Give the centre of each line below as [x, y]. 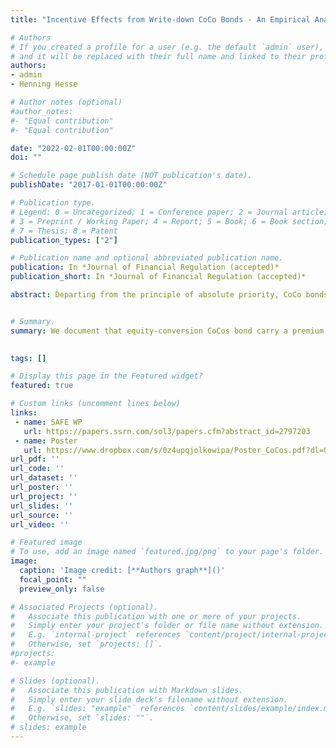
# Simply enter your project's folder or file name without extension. [167, 626]
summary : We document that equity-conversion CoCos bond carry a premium [167, 331]
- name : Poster [46, 441]
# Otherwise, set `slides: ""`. [82, 718]
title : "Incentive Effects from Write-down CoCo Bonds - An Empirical [160, 19]
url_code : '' [37, 469]
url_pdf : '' [35, 459]
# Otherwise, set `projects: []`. [86, 644]
